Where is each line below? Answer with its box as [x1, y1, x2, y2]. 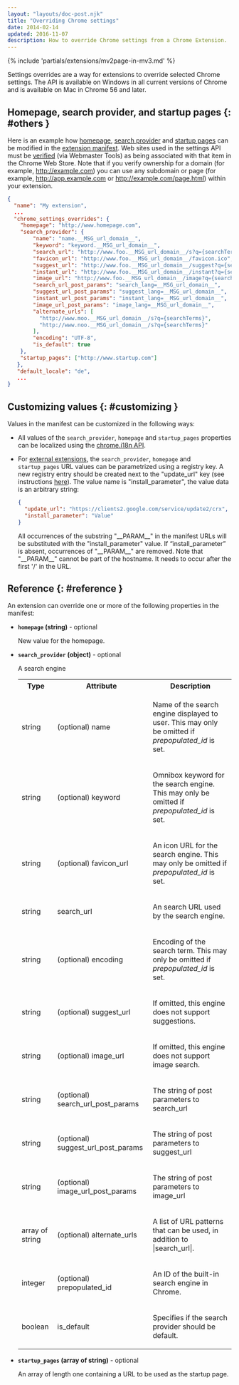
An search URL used [152, 902, 221, 912]
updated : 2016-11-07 [7, 30, 69, 38]
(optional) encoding [57, 954, 123, 964]
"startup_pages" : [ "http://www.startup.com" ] [20, 354, 158, 361]
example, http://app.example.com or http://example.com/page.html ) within [7, 174, 226, 182]
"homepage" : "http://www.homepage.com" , [20, 222, 142, 229]
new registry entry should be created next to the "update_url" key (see [17, 470, 225, 478]
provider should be [152, 1322, 216, 1332]
